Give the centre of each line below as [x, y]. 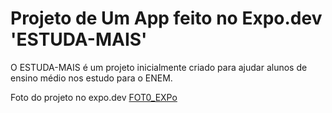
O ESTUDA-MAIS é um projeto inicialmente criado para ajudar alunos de [159, 67]
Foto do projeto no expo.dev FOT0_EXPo [94, 97]
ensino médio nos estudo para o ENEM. [91, 78]
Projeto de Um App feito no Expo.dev [166, 18]
